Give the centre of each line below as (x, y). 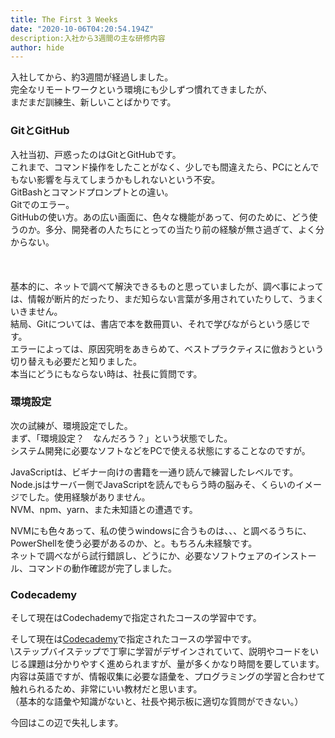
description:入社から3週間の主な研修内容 (88, 38)
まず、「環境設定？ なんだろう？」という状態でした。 (121, 438)
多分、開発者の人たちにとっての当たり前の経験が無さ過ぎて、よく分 (184, 229)
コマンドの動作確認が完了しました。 (102, 568)
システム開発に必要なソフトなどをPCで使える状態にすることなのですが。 (160, 450)
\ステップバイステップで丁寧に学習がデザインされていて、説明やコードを (160, 652)
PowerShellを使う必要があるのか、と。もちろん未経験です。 (134, 543)
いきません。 (36, 311)
